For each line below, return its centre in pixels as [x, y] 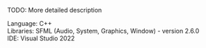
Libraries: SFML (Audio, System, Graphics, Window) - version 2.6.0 [103, 31]
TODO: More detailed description [55, 10]
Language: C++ [30, 23]
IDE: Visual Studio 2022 [41, 38]
